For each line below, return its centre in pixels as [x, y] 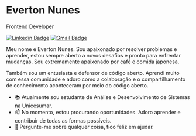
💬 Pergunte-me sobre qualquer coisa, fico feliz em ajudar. [84, 127]
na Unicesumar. [33, 106]
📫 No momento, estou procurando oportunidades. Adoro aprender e [97, 112]
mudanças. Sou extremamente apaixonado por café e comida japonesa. [93, 62]
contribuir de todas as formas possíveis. [63, 120]
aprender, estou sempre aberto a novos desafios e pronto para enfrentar [94, 55]
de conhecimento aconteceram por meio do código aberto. [77, 85]
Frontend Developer [30, 26]
